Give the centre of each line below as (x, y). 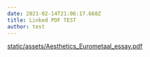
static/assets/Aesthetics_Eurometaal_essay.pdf (75, 47)
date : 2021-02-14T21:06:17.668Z (54, 14)
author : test (26, 26)
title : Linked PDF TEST (42, 20)
